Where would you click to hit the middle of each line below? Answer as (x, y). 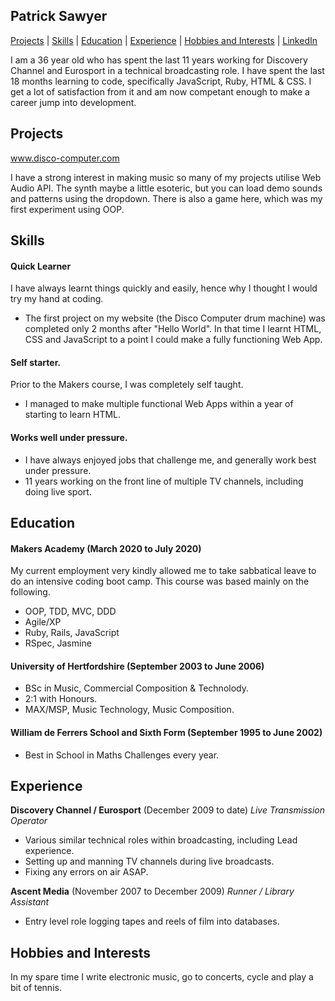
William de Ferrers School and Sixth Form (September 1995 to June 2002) (166, 733)
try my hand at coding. (57, 299)
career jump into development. (73, 102)
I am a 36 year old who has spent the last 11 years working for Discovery (159, 60)
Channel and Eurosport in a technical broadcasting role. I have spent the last (167, 70)
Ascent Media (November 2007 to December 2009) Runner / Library (152, 891)
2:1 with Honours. (61, 699)
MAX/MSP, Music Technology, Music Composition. (129, 710)
